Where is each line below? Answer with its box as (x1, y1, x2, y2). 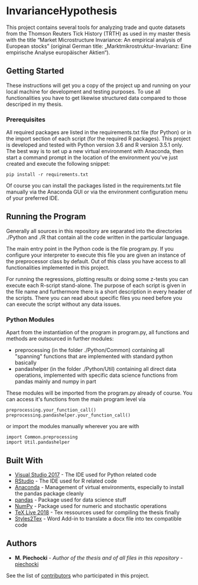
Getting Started (6, 66, 64, 76)
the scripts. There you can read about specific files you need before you (6, 294, 182, 301)
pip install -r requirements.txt (6, 172, 89, 178)
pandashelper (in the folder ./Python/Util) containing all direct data (14, 366, 177, 373)
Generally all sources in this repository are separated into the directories (6, 227, 182, 234)
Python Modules (6, 315, 55, 324)
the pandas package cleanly (14, 490, 84, 497)
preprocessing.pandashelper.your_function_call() (6, 412, 131, 418)
